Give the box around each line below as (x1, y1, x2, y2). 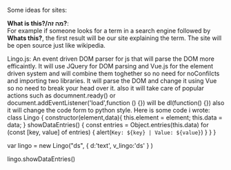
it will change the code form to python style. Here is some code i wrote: (7, 106, 210, 114)
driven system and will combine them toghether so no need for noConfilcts (7, 69, 220, 77)
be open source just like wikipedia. (7, 41, 106, 49)
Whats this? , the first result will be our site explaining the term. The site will (7, 34, 222, 42)
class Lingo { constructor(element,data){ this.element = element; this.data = (7, 113, 223, 122)
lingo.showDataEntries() (7, 155, 76, 163)
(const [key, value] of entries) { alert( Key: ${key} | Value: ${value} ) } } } (7, 128, 217, 136)
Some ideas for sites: (7, 6, 68, 14)
